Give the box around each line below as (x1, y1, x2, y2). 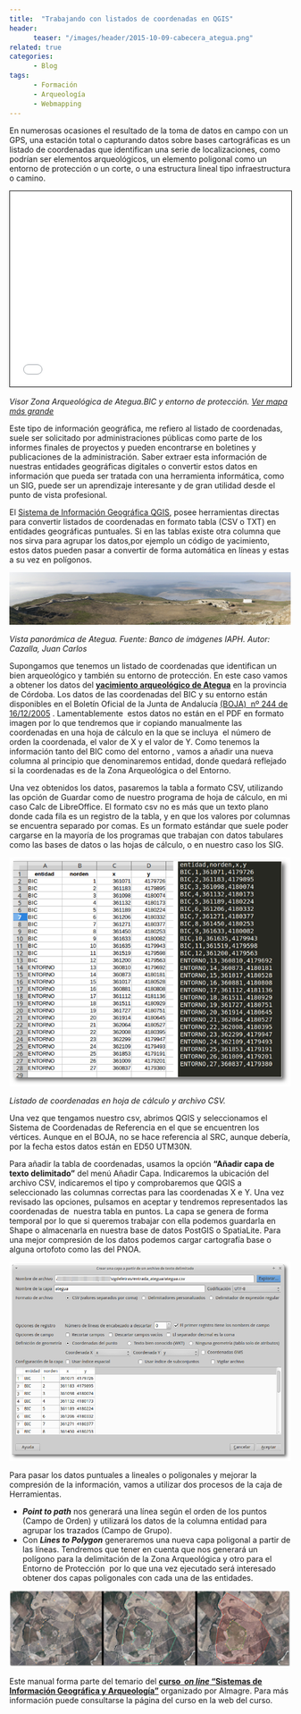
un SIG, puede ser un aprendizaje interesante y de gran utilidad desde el (9, 479, 275, 491)
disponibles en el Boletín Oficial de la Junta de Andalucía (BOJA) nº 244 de (9, 698, 288, 709)
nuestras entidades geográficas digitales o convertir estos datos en (9, 460, 258, 471)
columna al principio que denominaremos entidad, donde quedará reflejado (9, 756, 288, 766)
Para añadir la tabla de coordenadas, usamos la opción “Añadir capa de (9, 1158, 275, 1169)
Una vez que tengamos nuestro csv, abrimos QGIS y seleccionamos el (9, 1112, 268, 1123)
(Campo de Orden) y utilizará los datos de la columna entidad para (21, 1516, 268, 1526)
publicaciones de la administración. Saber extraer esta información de (9, 452, 268, 462)
